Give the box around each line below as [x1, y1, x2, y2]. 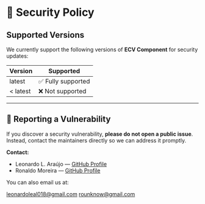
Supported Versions [6, 30, 84, 40]
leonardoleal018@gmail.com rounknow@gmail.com [6, 190, 135, 197]
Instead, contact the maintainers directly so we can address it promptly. [6, 136, 187, 144]
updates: [6, 52, 29, 60]
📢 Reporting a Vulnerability [6, 114, 111, 124]
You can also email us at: [6, 178, 69, 186]
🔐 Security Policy [6, 5, 95, 19]
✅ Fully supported [38, 77, 90, 85]
